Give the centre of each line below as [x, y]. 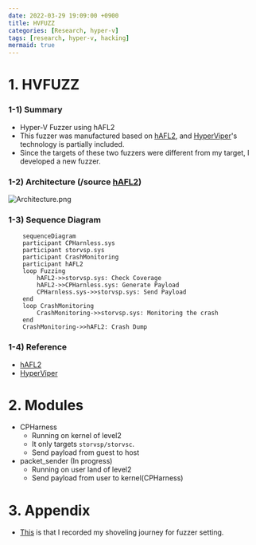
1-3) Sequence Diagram [55, 219]
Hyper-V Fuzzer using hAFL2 [67, 127]
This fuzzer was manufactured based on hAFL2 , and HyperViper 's [128, 136]
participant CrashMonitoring [71, 257]
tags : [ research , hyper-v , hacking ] [69, 38]
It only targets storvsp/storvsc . [83, 444]
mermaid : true [32, 45]
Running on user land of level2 [81, 470]
